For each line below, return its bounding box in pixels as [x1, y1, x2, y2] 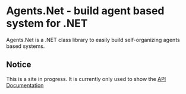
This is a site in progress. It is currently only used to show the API [6, 75, 166, 82]
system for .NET [6, 17, 88, 30]
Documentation [6, 82, 44, 89]
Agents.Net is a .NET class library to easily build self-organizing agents [6, 36, 180, 43]
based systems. [6, 43, 45, 50]
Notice [6, 60, 31, 70]
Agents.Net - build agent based [6, 4, 165, 18]
